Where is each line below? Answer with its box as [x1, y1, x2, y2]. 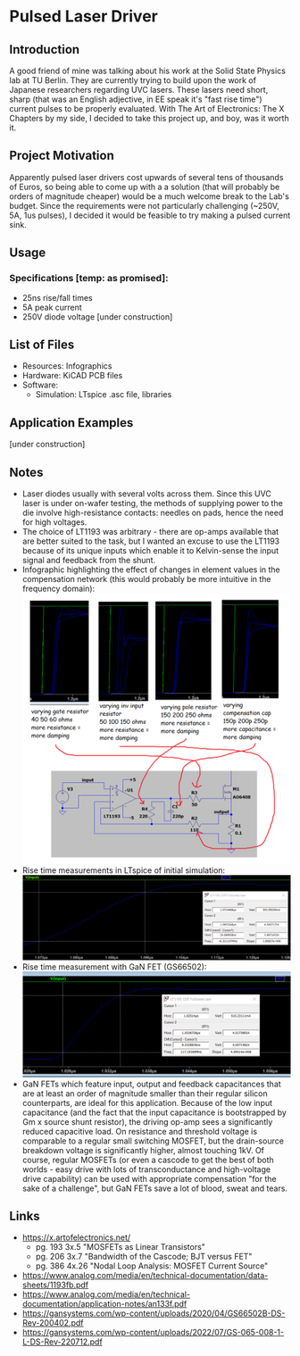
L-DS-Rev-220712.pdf [21, 1336, 103, 1347]
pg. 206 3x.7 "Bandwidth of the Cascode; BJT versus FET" [35, 1252, 253, 1262]
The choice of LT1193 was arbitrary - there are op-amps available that [21, 526, 279, 537]
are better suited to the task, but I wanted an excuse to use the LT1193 [21, 536, 279, 546]
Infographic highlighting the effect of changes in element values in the [21, 564, 281, 575]
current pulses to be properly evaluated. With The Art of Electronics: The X [9, 104, 285, 113]
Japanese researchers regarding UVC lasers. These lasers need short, [9, 85, 269, 95]
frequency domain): [21, 583, 96, 594]
